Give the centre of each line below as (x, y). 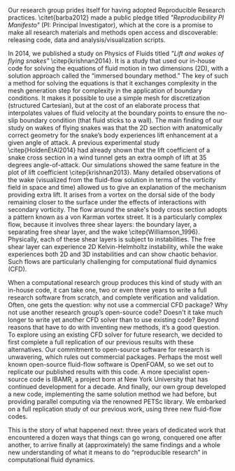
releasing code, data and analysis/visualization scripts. (87, 40)
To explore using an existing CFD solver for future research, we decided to (115, 335)
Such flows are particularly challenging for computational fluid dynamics (113, 261)
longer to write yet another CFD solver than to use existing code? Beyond (113, 320)
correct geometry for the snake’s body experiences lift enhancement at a (113, 135)
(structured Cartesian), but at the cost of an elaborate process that (104, 105)
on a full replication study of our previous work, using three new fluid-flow (115, 409)
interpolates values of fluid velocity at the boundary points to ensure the (112, 113)
